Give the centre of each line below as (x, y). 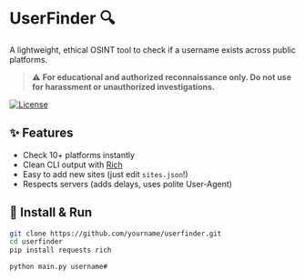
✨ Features (41, 133)
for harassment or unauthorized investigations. (123, 86)
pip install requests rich (61, 250)
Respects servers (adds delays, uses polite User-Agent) (127, 184)
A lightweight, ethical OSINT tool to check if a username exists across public (152, 50)
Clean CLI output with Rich (72, 165)
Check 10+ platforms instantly (78, 155)
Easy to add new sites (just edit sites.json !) (105, 174)
